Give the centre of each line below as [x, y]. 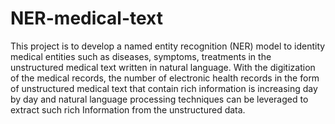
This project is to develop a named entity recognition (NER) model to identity [168, 46]
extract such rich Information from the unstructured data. [128, 109]
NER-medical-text [86, 18]
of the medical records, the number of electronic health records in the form [165, 78]
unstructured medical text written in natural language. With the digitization [163, 67]
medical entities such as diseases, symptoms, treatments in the [141, 56]
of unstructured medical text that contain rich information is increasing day [164, 88]
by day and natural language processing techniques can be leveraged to [159, 99]
